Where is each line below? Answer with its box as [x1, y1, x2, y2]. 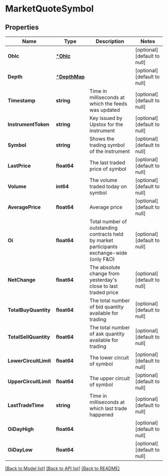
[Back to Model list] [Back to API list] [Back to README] [5, 465, 120, 471]
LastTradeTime [7, 402, 44, 409]
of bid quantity [89, 303, 124, 310]
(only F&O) [89, 256, 115, 262]
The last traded [89, 159, 125, 166]
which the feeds [89, 100, 127, 107]
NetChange [7, 276, 36, 283]
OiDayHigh [7, 426, 34, 432]
